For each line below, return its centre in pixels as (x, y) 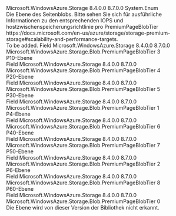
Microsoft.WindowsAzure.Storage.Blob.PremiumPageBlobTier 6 (83, 126)
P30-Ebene (20, 95)
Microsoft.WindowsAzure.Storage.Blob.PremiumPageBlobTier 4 (83, 70)
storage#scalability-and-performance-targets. (62, 39)
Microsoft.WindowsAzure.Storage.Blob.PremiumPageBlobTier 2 (83, 164)
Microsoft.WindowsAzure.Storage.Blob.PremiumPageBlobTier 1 (83, 108)
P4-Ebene (19, 114)
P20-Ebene (20, 77)
